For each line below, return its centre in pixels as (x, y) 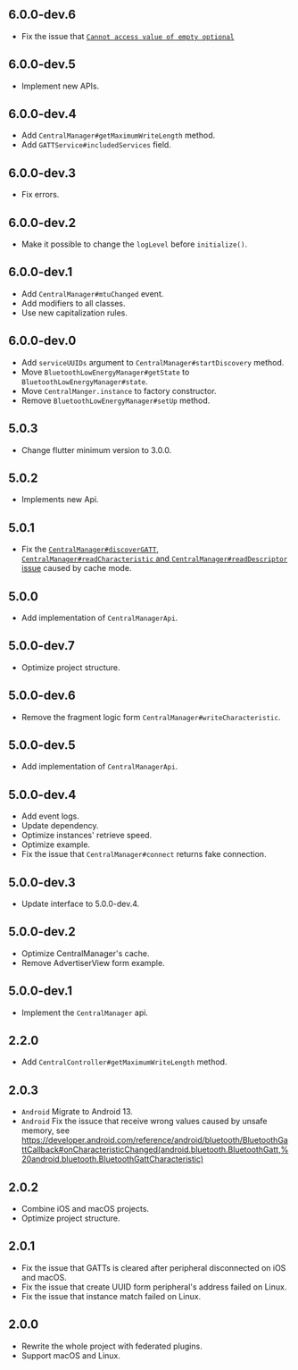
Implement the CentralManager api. (85, 1013)
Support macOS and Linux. (71, 1355)
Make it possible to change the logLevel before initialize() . (134, 244)
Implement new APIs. (60, 86)
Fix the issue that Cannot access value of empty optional (128, 36)
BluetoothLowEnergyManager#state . (84, 381)
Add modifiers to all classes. (73, 303)
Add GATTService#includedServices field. (96, 145)
